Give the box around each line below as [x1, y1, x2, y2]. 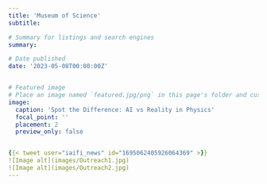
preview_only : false [15, 128, 83, 136]
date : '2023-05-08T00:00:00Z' [8, 63, 109, 71]
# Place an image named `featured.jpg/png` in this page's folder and [8, 91, 247, 99]
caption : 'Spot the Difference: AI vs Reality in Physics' [15, 105, 215, 113]
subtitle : [8, 19, 41, 27]
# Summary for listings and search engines [8, 33, 155, 41]
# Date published [8, 55, 66, 63]
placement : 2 [15, 121, 59, 128]
